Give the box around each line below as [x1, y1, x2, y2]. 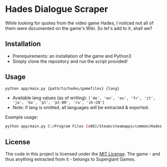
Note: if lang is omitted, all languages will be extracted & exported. [12, 105, 149, 111]
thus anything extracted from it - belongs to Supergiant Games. [5, 156, 136, 163]
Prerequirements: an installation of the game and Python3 [12, 53, 131, 59]
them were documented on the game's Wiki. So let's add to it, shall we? [5, 25, 152, 31]
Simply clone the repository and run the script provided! [12, 58, 128, 64]
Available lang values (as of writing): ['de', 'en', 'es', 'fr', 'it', [12, 95, 156, 101]
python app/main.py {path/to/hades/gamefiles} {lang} [5, 86, 120, 91]
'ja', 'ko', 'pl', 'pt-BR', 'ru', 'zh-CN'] [12, 100, 105, 105]
